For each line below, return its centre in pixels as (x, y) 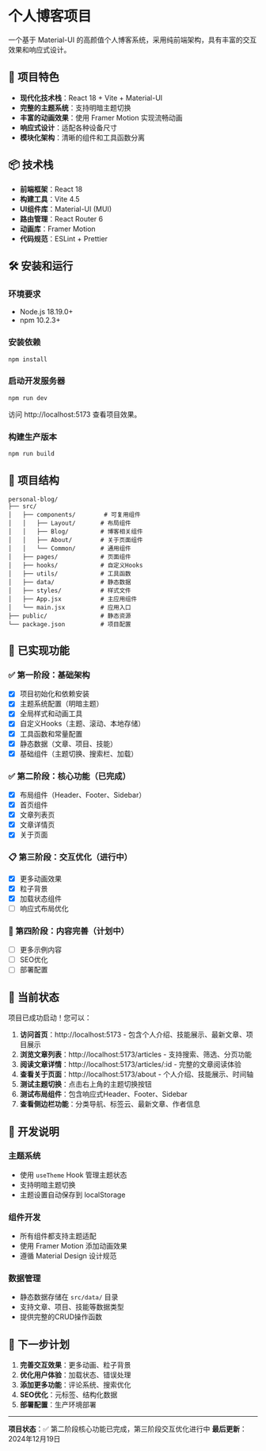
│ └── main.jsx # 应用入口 (70, 607)
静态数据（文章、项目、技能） (68, 744)
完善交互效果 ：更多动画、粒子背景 (75, 1365)
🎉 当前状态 (34, 997)
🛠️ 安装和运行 (41, 266)
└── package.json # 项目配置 (70, 624)
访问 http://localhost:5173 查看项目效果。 (75, 414)
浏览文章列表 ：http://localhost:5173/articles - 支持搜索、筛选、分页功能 (135, 1055)
